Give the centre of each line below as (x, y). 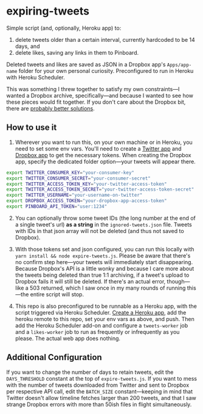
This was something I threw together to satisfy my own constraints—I (93, 89)
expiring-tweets (48, 11)
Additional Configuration (54, 357)
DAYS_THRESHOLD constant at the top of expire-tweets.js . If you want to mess (102, 378)
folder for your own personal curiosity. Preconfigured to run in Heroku (106, 70)
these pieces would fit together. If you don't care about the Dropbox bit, (96, 102)
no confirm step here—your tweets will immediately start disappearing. (104, 262)
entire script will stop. (57, 294)
